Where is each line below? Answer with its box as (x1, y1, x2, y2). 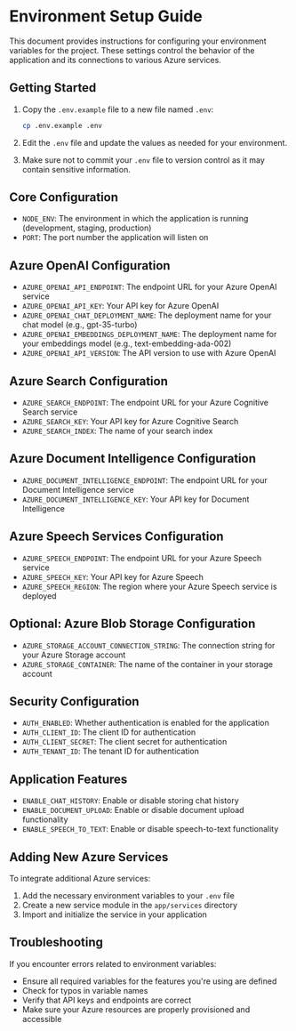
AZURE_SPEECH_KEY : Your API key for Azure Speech (21, 571, 204, 582)
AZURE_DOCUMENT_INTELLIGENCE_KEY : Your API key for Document (21, 494, 250, 504)
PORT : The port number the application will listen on (21, 232, 209, 243)
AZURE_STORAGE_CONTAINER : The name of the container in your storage (21, 658, 274, 669)
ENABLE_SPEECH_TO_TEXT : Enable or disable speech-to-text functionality (21, 824, 279, 834)
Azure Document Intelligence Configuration (9, 451, 256, 466)
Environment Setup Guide (9, 6, 203, 27)
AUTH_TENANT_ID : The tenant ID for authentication (21, 745, 200, 757)
